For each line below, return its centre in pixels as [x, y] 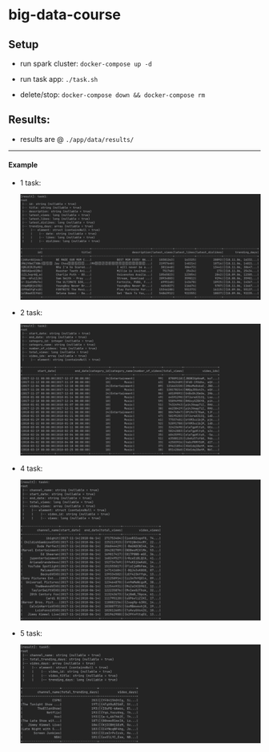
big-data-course [65, 15]
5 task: [31, 633]
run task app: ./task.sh [59, 79]
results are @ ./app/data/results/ [77, 139]
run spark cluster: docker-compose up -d [86, 63]
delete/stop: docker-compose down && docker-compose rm [112, 95]
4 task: [31, 468]
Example [23, 165]
